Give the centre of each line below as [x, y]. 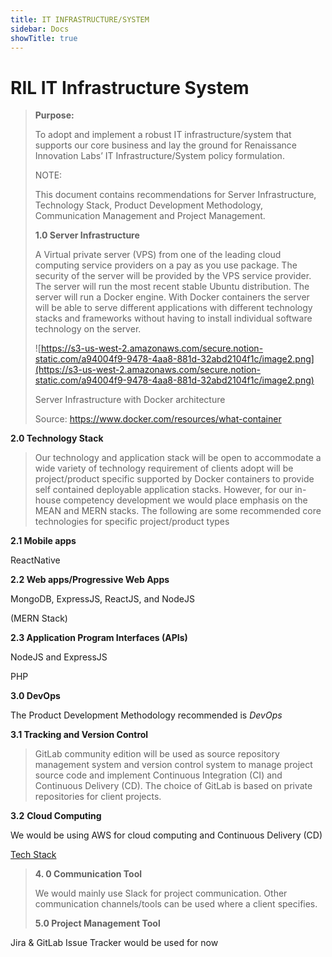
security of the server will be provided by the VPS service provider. [173, 276]
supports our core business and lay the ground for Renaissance [165, 145]
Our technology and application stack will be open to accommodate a [178, 458]
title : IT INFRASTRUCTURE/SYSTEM [80, 19]
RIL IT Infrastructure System [130, 87]
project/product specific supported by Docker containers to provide [174, 479]
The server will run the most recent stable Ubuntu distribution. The [172, 287]
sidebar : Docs [40, 29]
